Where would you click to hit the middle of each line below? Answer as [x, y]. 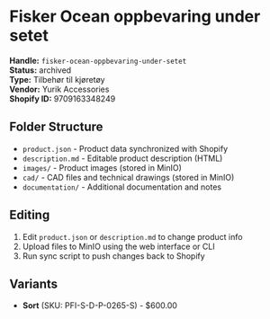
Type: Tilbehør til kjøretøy [57, 79]
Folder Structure [56, 127]
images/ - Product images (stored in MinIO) [102, 167]
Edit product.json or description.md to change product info [132, 236]
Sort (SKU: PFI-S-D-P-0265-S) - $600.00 [100, 306]
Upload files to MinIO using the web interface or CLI [118, 246]
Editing [30, 215]
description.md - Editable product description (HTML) [122, 158]
